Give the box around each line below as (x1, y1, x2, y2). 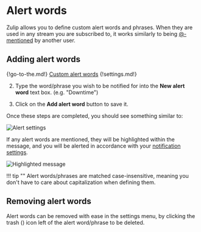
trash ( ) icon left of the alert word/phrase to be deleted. (6, 219, 145, 226)
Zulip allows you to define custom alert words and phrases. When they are (6, 24, 193, 31)
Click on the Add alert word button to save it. (15, 100, 129, 107)
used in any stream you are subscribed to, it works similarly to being (6, 30, 178, 37)
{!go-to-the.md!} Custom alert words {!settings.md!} (6, 70, 137, 78)
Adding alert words (6, 54, 81, 64)
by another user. (34, 36, 76, 44)
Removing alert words (6, 196, 91, 206)
